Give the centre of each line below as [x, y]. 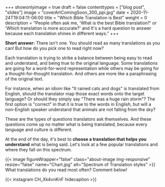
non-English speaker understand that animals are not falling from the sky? [80, 109]
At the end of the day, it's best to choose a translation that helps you [76, 139]
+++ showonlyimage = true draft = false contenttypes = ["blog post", [75, 7]
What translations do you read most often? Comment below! [66, 170]
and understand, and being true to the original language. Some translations [82, 63]
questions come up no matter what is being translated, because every [76, 124]
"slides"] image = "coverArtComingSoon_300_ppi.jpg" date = [67, 12]
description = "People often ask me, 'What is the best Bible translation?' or [81, 23]
